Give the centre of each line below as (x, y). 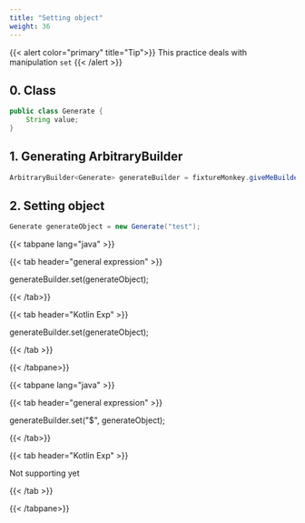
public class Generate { (56, 111)
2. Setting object (57, 206)
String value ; (52, 120)
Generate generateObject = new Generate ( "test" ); (105, 227)
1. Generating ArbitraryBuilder (96, 157)
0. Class (33, 91)
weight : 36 (30, 26)
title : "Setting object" (56, 18)
